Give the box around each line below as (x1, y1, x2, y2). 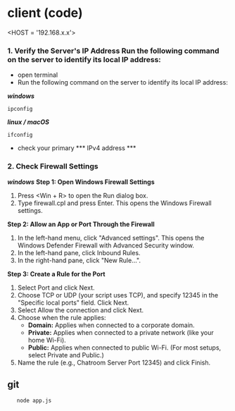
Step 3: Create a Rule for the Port (7, 269, 106, 278)
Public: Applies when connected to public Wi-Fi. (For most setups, (27, 343, 222, 352)
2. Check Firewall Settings (7, 161, 99, 171)
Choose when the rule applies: (17, 313, 107, 321)
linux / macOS (7, 118, 50, 126)
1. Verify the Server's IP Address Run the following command (7, 46, 220, 56)
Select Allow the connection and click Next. (17, 305, 144, 314)
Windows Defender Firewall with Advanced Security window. (17, 241, 195, 250)
